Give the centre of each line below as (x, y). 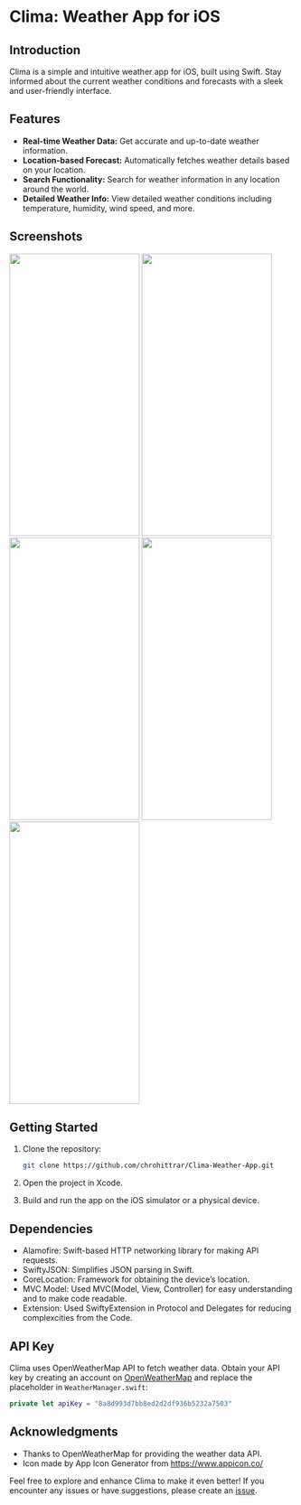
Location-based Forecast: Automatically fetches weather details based (156, 160)
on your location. (54, 170)
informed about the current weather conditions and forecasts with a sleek (146, 81)
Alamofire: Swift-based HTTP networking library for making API (141, 1251)
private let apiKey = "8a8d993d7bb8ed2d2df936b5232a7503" (121, 1403)
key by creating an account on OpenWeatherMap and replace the (131, 1377)
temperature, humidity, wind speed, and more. (108, 208)
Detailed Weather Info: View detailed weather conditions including (147, 198)
